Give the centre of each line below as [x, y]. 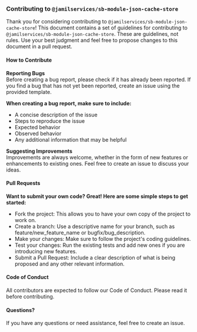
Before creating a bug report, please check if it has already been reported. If [98, 79]
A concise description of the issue [56, 115]
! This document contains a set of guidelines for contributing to [111, 28]
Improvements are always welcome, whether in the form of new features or [97, 157]
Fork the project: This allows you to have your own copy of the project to [103, 214]
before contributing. [30, 296]
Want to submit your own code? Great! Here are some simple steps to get [97, 196]
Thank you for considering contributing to [56, 22]
